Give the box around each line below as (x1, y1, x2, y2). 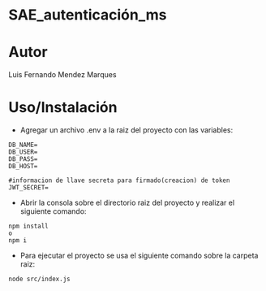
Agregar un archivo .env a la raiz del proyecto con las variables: (19, 125, 234, 135)
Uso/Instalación (8, 98, 118, 117)
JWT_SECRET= (8, 184, 49, 192)
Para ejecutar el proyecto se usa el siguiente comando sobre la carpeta (19, 250, 259, 261)
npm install (8, 222, 49, 231)
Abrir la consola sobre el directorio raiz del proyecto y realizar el (19, 198, 235, 208)
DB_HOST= (8, 163, 38, 171)
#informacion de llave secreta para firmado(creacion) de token (8, 176, 230, 185)
